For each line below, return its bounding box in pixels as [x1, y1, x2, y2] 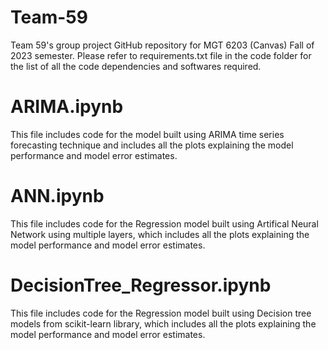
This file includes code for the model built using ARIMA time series [10, 128, 285, 140]
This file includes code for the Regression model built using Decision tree [10, 307, 312, 319]
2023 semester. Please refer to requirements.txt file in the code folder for [10, 49, 312, 61]
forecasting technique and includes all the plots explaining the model [10, 139, 294, 151]
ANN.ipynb [10, 185, 105, 208]
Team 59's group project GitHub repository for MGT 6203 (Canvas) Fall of [10, 39, 315, 51]
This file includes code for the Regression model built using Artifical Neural [10, 217, 319, 230]
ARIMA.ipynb [10, 96, 124, 118]
